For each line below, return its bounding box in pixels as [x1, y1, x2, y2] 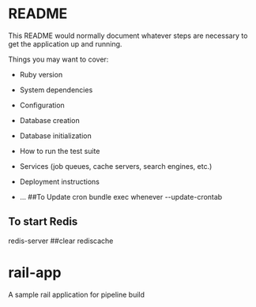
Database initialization [19, 131, 92, 140]
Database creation [19, 115, 81, 125]
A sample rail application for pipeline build [8, 290, 145, 299]
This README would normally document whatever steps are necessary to [8, 31, 248, 40]
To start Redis [8, 215, 78, 229]
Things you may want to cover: [8, 54, 109, 64]
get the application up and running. [8, 39, 122, 48]
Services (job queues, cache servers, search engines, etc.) [19, 161, 213, 170]
